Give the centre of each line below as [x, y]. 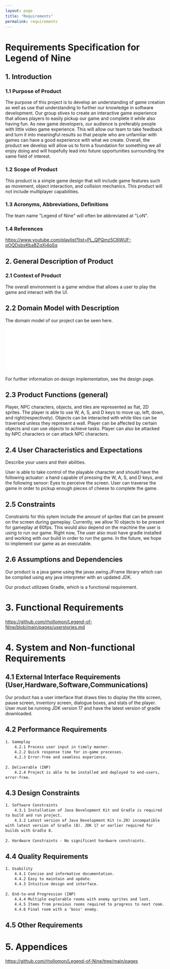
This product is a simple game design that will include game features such [83, 180]
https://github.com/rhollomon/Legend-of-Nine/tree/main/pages [72, 961]
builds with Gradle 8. [29, 831]
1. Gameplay [18, 742]
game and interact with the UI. [37, 292]
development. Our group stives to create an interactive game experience [81, 113]
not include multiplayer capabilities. [42, 191]
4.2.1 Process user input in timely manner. [62, 747]
